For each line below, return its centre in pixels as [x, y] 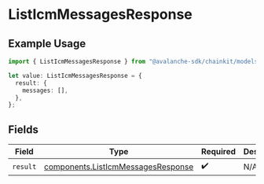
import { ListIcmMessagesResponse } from [77, 61]
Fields [24, 129]
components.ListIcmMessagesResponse [119, 167]
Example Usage [47, 44]
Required [219, 152]
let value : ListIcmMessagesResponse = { [75, 75]
